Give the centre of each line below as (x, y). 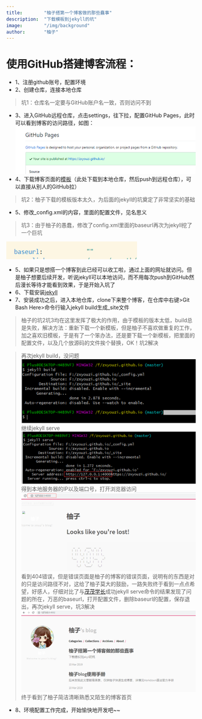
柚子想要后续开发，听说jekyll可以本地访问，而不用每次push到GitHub (105, 277)
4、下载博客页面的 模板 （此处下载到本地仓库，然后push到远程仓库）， (100, 179)
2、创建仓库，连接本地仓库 (48, 90)
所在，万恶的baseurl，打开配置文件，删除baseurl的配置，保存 (108, 599)
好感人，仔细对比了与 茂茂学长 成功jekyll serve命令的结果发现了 (109, 591)
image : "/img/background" (48, 25)
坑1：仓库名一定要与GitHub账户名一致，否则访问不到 (86, 103)
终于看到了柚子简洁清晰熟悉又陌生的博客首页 (76, 697)
